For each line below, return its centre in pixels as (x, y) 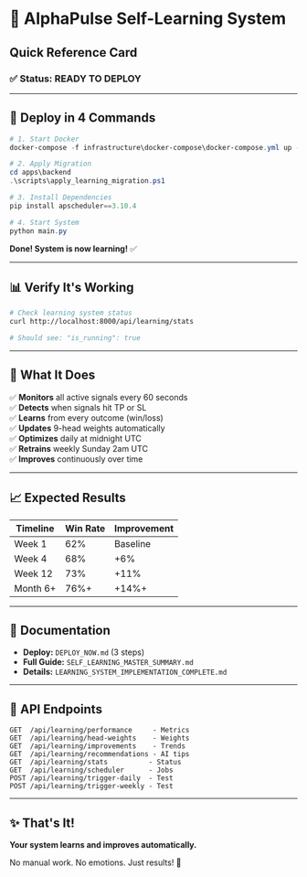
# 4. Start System (44, 222)
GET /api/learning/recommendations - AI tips (100, 754)
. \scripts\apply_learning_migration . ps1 (88, 181)
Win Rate (85, 528)
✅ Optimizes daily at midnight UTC (75, 438)
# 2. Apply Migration (51, 164)
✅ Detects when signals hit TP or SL (78, 407)
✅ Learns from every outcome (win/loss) (87, 417)
